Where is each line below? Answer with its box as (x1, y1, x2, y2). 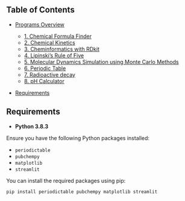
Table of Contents (6, 5, 75, 15)
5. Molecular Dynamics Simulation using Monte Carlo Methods (24, 58, 179, 65)
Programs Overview (14, 21, 65, 28)
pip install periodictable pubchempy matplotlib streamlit (6, 188, 158, 195)
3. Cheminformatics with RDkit (24, 45, 99, 53)
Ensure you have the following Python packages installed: (6, 134, 149, 141)
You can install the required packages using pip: (6, 177, 126, 184)
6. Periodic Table (24, 65, 66, 72)
